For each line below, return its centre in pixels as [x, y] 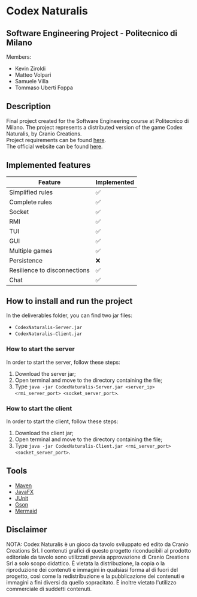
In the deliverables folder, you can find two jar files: [69, 315]
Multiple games [31, 251]
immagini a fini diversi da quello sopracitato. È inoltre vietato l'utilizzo [91, 582]
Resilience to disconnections [49, 270]
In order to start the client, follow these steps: [62, 421]
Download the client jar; [44, 433]
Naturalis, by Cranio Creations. [44, 134]
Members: [19, 57]
